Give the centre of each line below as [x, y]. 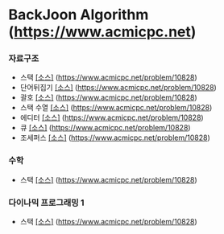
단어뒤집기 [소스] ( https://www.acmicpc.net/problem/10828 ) [118, 88]
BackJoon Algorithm [79, 15]
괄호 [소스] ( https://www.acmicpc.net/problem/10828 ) [108, 97]
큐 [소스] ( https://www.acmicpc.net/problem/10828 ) [105, 128]
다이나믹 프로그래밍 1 [46, 203]
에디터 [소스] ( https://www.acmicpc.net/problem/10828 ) [112, 117]
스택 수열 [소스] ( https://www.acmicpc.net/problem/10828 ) [116, 108]
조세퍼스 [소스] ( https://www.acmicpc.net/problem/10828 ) [115, 138]
